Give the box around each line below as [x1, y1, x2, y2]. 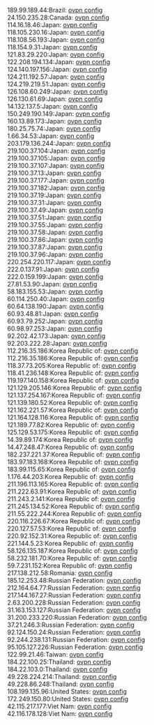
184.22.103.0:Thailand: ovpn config [7, 665, 108, 673]
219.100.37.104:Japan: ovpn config [7, 146, 106, 155]
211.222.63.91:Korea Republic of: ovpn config [7, 487, 137, 496]
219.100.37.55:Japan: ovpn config [7, 221, 103, 229]
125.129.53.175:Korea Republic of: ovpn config [7, 428, 139, 436]
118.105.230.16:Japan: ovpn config [7, 28, 105, 36]
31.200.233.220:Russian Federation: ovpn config [7, 613, 148, 621]
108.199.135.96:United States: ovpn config [7, 687, 128, 696]
